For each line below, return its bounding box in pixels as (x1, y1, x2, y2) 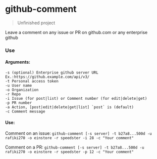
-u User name (5, 83, 32, 88)
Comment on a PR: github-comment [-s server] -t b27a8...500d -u (5, 144, 145, 150)
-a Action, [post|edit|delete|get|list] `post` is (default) (5, 105, 134, 110)
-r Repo (5, 92, 21, 97)
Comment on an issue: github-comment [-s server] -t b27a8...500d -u (5, 130, 152, 136)
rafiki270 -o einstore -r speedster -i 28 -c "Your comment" (5, 136, 134, 141)
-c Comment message (5, 109, 46, 114)
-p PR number (5, 100, 32, 106)
